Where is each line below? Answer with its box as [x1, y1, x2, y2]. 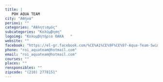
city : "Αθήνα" [5, 16, 34, 21]
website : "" [5, 39, 29, 43]
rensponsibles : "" [5, 66, 42, 70]
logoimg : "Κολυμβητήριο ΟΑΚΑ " [5, 34, 73, 39]
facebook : [5, 43, 25, 48]
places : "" [5, 61, 27, 66]
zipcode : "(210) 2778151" [5, 70, 57, 75]
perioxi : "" [5, 20, 29, 26]
